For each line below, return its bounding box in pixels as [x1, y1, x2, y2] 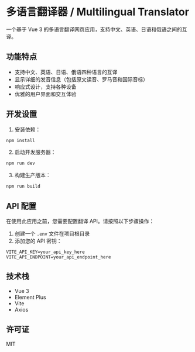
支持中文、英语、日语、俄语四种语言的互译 [14, 68, 118, 75]
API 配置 [6, 201, 37, 211]
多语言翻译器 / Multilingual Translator [6, 5, 189, 19]
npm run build [6, 184, 41, 189]
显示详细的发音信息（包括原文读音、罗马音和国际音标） [14, 75, 148, 82]
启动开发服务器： [14, 149, 56, 156]
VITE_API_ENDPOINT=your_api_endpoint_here [6, 254, 111, 260]
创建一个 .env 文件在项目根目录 [14, 230, 90, 237]
